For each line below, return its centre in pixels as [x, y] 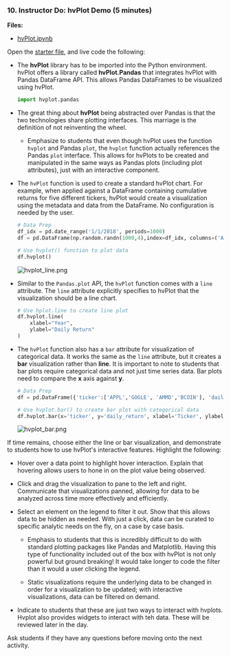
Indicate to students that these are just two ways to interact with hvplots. [120, 610]
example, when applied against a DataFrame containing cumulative [112, 190]
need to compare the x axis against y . [70, 378]
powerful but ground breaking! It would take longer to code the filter [124, 562]
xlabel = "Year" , [52, 323]
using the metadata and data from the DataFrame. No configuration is [115, 206]
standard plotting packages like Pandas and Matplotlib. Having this [122, 547]
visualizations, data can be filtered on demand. [93, 597]
